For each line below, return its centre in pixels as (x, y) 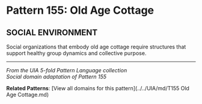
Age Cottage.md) (28, 94)
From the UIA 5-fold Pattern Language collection (67, 70)
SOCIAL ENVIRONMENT (52, 33)
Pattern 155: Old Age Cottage (80, 10)
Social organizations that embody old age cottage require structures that (96, 47)
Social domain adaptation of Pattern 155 (57, 77)
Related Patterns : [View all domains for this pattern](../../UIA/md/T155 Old (98, 88)
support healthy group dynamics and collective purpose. (76, 53)
